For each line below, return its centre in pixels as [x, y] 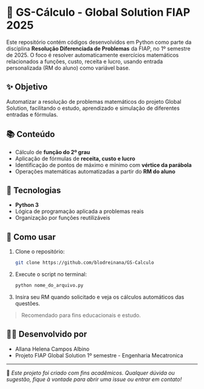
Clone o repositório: [40, 252]
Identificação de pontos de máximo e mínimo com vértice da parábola [104, 165]
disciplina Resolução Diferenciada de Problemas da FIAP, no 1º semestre [98, 49]
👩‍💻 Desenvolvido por [47, 334]
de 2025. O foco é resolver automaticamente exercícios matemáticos [93, 55]
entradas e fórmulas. [32, 114]
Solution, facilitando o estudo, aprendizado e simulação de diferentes [93, 108]
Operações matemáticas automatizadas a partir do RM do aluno [95, 171]
